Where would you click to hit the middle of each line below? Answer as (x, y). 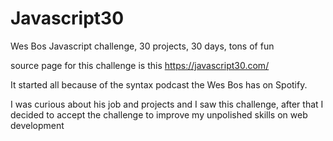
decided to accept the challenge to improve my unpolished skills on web (159, 114)
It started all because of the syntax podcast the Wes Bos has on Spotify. (159, 84)
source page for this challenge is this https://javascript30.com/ (140, 65)
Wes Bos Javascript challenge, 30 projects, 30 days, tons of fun (142, 46)
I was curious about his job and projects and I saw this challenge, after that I (167, 104)
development (37, 125)
